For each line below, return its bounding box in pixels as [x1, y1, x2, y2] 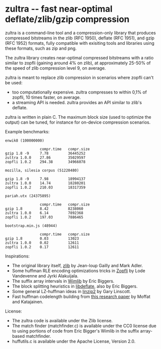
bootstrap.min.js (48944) [5, 223, 57, 228]
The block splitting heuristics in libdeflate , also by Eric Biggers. [12, 283, 138, 289]
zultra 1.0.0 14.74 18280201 [5, 181, 86, 185]
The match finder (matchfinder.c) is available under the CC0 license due [12, 323, 157, 329]
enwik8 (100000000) [5, 138, 45, 143]
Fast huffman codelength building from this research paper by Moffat [12, 294, 151, 299]
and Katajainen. [12, 298, 44, 305]
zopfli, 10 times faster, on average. [12, 94, 81, 100]
